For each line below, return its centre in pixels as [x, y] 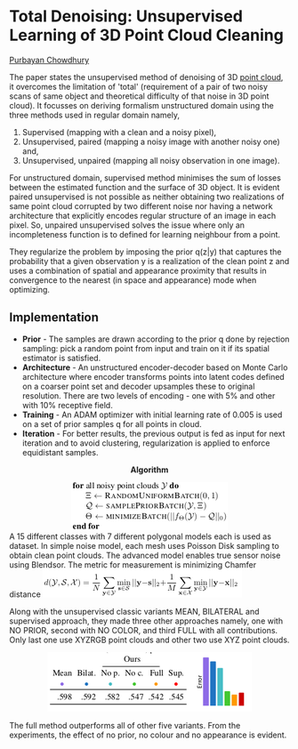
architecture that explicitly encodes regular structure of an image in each [143, 215]
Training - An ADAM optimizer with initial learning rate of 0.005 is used [152, 415]
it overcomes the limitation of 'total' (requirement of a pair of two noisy [139, 86]
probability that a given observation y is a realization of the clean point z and [149, 261]
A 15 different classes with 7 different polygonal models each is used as [140, 536]
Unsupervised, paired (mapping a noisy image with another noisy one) [151, 141]
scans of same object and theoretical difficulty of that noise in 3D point [139, 96]
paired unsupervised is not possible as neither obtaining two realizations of [147, 197]
